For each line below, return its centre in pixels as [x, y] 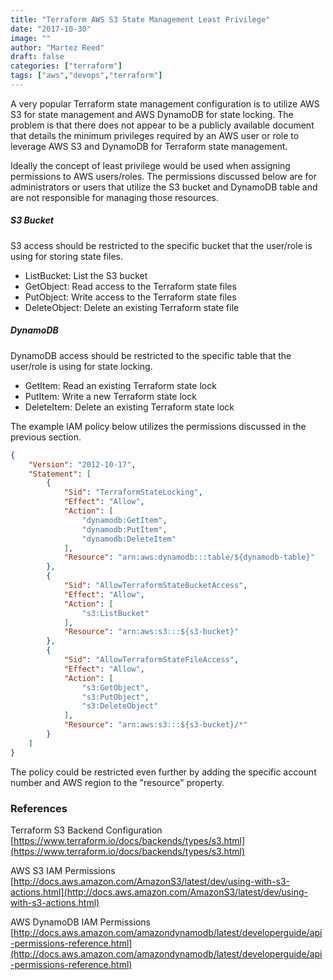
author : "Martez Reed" [57, 47]
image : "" [31, 38]
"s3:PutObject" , [115, 697]
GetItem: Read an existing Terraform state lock [120, 385]
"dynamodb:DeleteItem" [129, 539]
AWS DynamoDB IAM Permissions [80, 922]
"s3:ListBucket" [115, 613]
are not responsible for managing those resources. [114, 197]
